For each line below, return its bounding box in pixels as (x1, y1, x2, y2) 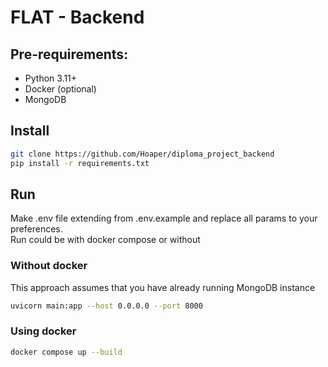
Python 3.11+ (24, 72, 78, 84)
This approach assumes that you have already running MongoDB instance (10, 281, 316, 293)
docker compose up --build (10, 347, 123, 357)
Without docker (10, 259, 88, 273)
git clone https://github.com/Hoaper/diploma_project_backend (10, 149, 275, 159)
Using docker (10, 324, 77, 338)
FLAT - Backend (10, 6, 145, 29)
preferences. (10, 223, 63, 235)
